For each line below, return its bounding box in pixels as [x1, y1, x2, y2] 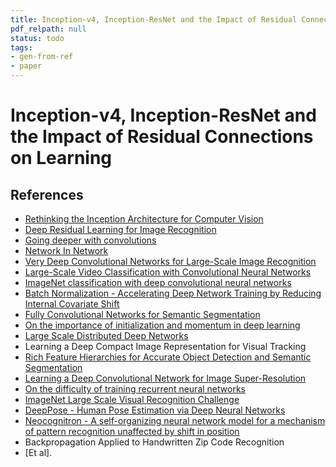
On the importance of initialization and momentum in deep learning [24, 319, 301, 331]
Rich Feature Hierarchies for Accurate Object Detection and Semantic [24, 351, 312, 363]
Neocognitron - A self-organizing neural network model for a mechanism [24, 415, 326, 426]
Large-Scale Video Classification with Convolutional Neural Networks [24, 266, 312, 278]
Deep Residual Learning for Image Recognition [24, 224, 217, 235]
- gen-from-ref [10, 52, 74, 62]
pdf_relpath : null [10, 24, 87, 34]
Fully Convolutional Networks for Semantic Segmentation [24, 309, 261, 320]
